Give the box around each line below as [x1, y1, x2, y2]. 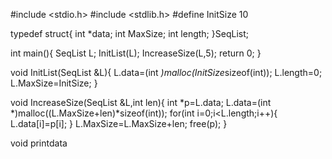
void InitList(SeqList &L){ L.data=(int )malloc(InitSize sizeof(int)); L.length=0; [10, 67, 323, 78]
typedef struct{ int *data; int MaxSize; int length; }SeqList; [10, 28, 249, 39]
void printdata [10, 137, 68, 149]
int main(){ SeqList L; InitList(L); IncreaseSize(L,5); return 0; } [10, 47, 262, 59]
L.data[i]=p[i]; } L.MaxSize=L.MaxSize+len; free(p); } [10, 118, 228, 129]
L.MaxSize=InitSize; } [10, 77, 98, 89]
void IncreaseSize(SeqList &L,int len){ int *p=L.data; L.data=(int [10, 97, 272, 108]
